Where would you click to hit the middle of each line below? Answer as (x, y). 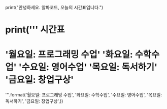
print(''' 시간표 (35, 30)
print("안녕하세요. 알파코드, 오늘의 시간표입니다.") (54, 7)
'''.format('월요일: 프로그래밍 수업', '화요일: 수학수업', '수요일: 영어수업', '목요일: (84, 95)
